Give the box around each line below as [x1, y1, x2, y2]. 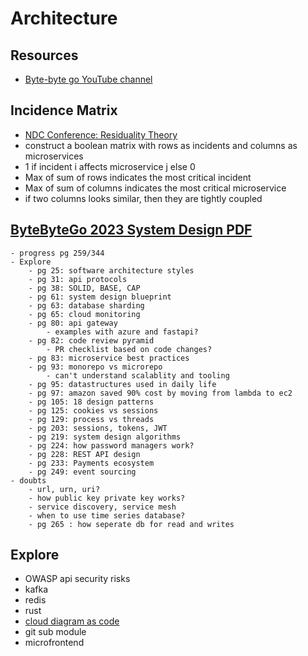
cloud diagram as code [24, 615, 120, 627]
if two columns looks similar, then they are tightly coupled [24, 192, 263, 204]
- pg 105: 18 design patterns [28, 397, 155, 407]
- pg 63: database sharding [28, 300, 145, 311]
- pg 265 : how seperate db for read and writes [28, 519, 235, 529]
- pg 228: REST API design [28, 449, 141, 459]
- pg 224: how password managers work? [28, 440, 195, 451]
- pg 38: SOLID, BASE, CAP [28, 283, 141, 293]
